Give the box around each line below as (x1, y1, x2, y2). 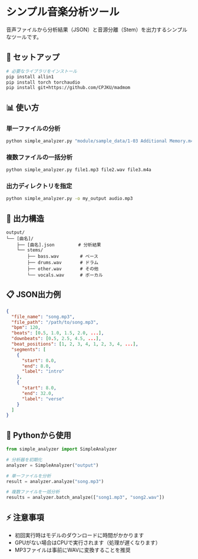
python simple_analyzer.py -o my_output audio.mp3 (6, 196, 133, 202)
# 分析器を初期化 (6, 456, 42, 463)
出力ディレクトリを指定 (6, 182, 72, 190)
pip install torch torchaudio (6, 79, 81, 86)
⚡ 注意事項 (6, 512, 44, 522)
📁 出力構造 (6, 213, 44, 223)
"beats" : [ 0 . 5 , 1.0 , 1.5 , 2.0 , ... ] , (11, 330, 104, 336)
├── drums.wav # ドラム (27, 259, 99, 265)
